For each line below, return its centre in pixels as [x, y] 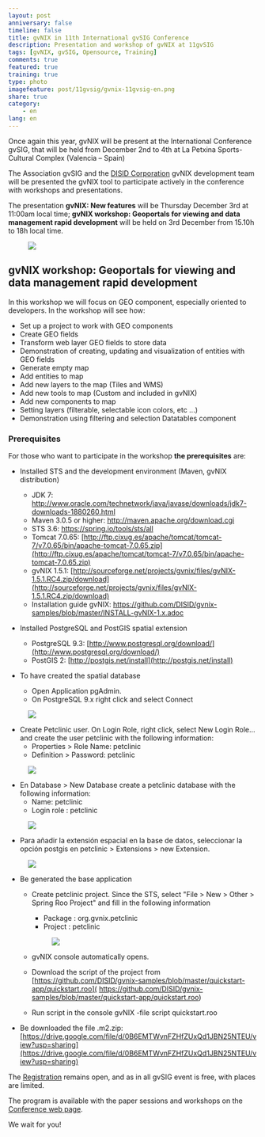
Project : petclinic [72, 926]
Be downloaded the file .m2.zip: [72, 1028]
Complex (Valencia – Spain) [80, 158]
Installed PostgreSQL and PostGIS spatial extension [103, 628]
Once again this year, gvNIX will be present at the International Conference [130, 141]
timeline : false [35, 30]
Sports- [230, 149]
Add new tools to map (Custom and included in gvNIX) [108, 393]
